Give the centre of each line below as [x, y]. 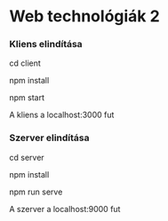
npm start [27, 98]
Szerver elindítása [49, 138]
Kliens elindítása [46, 44]
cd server [27, 157]
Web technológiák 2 [84, 16]
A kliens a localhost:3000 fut [62, 115]
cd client [25, 63]
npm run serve [36, 192]
